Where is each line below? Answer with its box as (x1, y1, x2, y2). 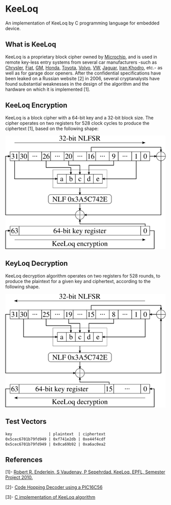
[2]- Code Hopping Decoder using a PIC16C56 (5, 484, 103, 490)
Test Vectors (5, 417, 47, 426)
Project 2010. (5, 474, 33, 481)
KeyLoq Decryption (5, 259, 68, 268)
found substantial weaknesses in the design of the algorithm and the (5, 81, 149, 87)
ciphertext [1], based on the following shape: (5, 125, 99, 132)
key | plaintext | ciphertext (5, 432, 106, 437)
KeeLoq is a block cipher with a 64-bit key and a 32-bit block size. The (5, 114, 154, 120)
